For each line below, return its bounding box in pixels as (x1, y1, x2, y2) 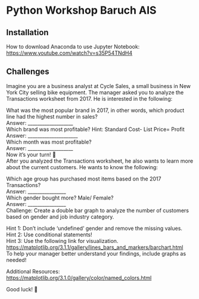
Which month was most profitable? (6, 138, 92, 145)
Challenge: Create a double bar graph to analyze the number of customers (6, 207, 189, 214)
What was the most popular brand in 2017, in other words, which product (6, 107, 185, 114)
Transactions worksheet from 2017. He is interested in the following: (6, 95, 173, 102)
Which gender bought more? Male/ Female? (6, 194, 114, 201)
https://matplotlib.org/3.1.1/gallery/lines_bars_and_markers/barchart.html (6, 244, 184, 251)
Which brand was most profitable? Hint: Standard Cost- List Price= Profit (6, 126, 185, 133)
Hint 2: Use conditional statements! (6, 231, 92, 238)
